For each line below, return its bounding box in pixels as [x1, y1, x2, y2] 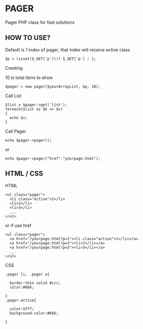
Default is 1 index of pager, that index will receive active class [5, 46, 130, 52]
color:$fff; [9, 306, 35, 311]
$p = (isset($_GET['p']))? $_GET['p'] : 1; [5, 56, 96, 61]
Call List [5, 92, 22, 99]
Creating [5, 65, 23, 71]
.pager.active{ [5, 297, 37, 303]
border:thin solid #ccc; [9, 280, 61, 286]
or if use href [5, 222, 32, 228]
